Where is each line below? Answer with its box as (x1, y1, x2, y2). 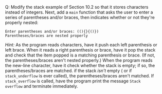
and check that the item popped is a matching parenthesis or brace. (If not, (5, 52, 156, 58)
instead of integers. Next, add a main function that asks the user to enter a (5, 9, 153, 15)
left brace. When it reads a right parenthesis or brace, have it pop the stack (5, 47, 156, 53)
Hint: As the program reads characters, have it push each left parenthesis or (5, 42, 158, 48)
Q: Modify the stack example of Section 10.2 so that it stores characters (5, 4, 148, 10)
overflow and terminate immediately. (5, 83, 78, 89)
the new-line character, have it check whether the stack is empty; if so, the (5, 63, 155, 68)
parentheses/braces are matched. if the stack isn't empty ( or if (5, 68, 132, 74)
